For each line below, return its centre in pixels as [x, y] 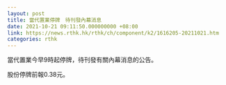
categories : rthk [32, 39]
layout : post [26, 13]
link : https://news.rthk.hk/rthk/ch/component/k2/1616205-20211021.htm [113, 33]
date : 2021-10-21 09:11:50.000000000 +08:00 [73, 26]
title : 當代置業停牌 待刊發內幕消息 [55, 20]
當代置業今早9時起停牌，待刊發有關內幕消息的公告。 [82, 60]
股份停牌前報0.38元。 [38, 75]
